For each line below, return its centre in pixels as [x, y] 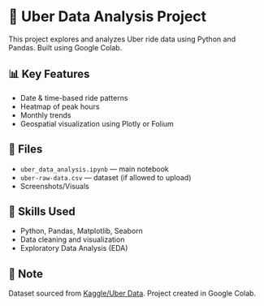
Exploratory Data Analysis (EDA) [74, 248]
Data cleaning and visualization [72, 239]
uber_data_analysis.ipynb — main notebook [94, 169]
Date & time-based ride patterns [74, 97]
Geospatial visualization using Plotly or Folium [97, 123]
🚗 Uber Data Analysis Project [108, 17]
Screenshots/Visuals [54, 186]
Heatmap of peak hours [60, 106]
